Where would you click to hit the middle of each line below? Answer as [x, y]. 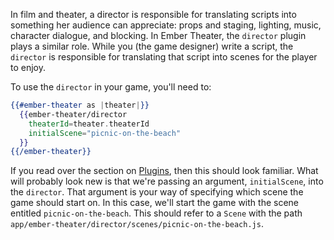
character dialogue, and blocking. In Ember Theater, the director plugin [158, 35]
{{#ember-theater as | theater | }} [80, 105]
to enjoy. [28, 67]
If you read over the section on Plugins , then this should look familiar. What [164, 171]
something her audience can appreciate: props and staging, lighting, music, [166, 25]
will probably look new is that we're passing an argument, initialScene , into [167, 181]
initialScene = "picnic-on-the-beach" [105, 133]
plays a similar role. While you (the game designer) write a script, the [152, 46]
